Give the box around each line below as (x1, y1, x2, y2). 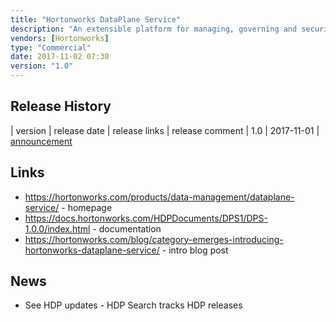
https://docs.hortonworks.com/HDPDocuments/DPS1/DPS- (24, 212, 268, 224)
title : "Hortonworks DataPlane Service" (10, 14, 182, 25)
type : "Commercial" (10, 42, 92, 53)
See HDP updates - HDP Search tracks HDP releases (24, 299, 243, 311)
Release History (10, 98, 112, 115)
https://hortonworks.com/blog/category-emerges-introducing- (24, 233, 284, 245)
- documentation (92, 222, 162, 235)
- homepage (61, 201, 113, 213)
